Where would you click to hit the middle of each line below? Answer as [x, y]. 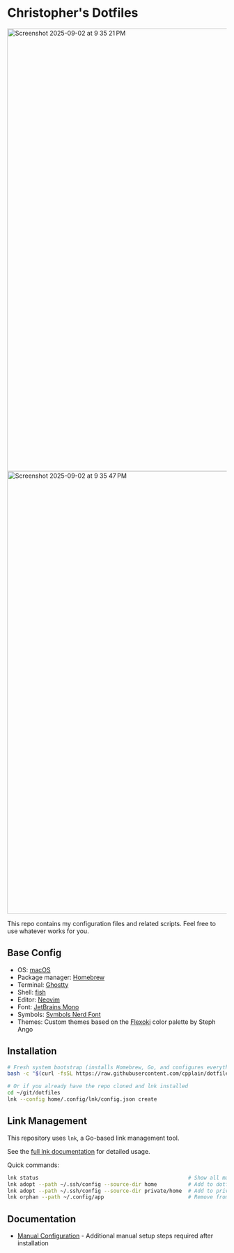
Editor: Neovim [39, 999]
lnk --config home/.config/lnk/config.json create [82, 1099]
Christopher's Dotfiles [73, 13]
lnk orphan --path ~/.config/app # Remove [110, 1197]
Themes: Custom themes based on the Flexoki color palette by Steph [116, 1022]
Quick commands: [33, 1165]
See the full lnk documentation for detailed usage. [79, 1151]
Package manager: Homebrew [61, 977]
